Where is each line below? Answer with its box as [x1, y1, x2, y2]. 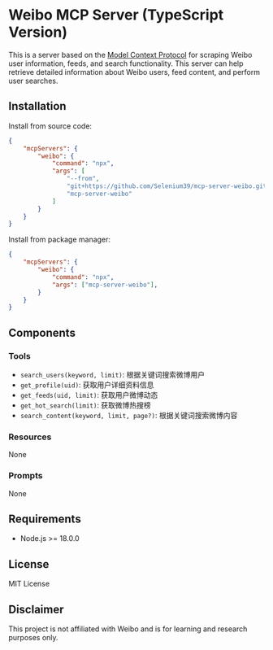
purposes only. [8, 632, 58, 642]
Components [8, 325, 76, 339]
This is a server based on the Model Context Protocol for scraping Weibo [8, 50, 253, 59]
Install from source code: [8, 120, 92, 131]
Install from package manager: [8, 234, 111, 245]
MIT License [8, 579, 50, 589]
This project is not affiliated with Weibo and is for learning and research [8, 624, 248, 634]
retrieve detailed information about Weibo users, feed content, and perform [8, 67, 260, 76]
